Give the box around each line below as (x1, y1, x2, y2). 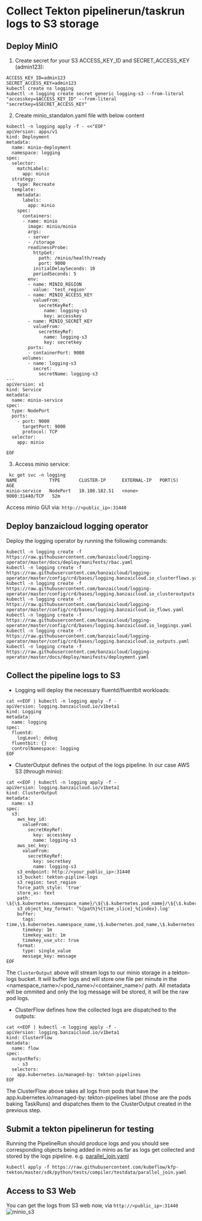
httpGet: (32, 250, 55, 256)
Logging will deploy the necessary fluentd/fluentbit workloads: (14, 686, 170, 693)
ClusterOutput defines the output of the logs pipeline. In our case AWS (14, 761, 190, 768)
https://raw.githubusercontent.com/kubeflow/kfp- (52, 1164, 179, 1170)
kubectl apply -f (6, 1164, 50, 1170)
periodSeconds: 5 (32, 271, 77, 277)
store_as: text (17, 889, 55, 896)
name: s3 (11, 800, 34, 806)
